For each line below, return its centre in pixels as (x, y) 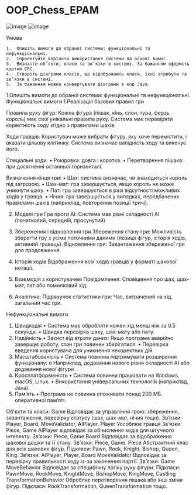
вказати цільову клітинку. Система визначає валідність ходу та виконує (96, 142)
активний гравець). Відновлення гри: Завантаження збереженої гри (100, 244)
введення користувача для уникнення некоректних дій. (84, 350)
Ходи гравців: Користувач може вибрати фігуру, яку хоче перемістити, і (97, 136)
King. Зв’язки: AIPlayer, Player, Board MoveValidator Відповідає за (86, 455)
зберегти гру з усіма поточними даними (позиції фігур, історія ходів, (100, 238)
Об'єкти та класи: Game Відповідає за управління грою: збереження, (93, 411)
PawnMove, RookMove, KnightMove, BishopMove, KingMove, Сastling (91, 473)
